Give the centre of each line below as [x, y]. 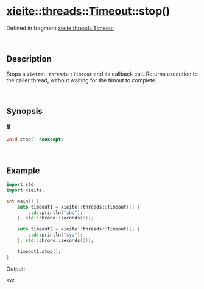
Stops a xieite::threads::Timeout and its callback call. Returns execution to [102, 74]
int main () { [23, 201]
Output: [16, 269]
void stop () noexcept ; [35, 140]
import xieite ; [26, 190]
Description [29, 59]
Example [23, 170]
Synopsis [24, 111]
